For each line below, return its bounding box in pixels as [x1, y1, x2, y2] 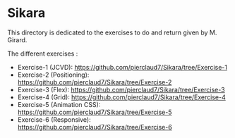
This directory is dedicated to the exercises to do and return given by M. [7, 28, 217, 37]
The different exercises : [7, 49, 78, 58]
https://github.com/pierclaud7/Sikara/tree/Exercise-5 [17, 108, 172, 116]
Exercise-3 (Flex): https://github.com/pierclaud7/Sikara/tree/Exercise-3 [17, 85, 225, 94]
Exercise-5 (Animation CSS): [17, 100, 101, 108]
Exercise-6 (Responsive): [17, 115, 91, 124]
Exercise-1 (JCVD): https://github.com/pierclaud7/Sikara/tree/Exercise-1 [17, 63, 228, 71]
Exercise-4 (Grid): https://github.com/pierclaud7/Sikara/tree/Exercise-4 [17, 93, 226, 101]
